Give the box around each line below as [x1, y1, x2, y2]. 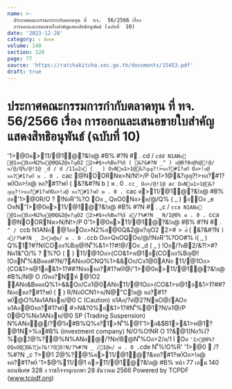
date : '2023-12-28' [7, 29, 64, 37]
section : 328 [7, 49, 45, 56]
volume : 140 [7, 42, 42, 49]
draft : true [7, 68, 42, 75]
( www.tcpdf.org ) [7, 374, 54, 382]
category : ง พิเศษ [7, 36, 55, 43]
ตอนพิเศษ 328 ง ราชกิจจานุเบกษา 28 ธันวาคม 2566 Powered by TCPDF [7, 366, 189, 374]
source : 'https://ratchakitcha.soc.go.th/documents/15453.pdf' [7, 62, 194, 69]
